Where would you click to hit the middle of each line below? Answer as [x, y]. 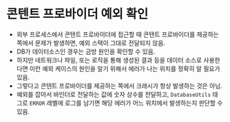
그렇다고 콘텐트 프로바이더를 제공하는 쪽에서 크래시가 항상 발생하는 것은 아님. [119, 86]
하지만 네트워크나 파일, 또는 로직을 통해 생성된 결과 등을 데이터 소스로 [109, 60]
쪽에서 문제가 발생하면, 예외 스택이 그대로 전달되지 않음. [91, 42]
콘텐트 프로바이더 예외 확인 [77, 14]
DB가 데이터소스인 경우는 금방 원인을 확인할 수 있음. [86, 51]
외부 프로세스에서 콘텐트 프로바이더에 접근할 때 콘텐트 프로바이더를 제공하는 [118, 34]
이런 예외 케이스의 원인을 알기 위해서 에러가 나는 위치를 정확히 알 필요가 [125, 69]
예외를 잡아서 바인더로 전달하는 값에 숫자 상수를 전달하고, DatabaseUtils [114, 94]
